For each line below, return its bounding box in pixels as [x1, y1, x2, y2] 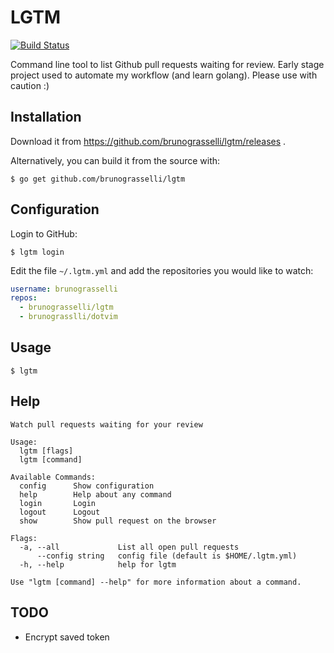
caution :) [10, 79, 50, 91]
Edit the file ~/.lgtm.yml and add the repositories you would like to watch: [10, 264, 314, 276]
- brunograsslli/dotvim [19, 312, 118, 322]
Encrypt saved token [24, 631, 110, 643]
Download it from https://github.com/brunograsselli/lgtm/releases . [10, 135, 287, 147]
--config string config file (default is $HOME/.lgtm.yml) [36, 551, 298, 561]
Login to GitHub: [10, 227, 78, 240]
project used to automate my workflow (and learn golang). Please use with [10, 69, 318, 81]
